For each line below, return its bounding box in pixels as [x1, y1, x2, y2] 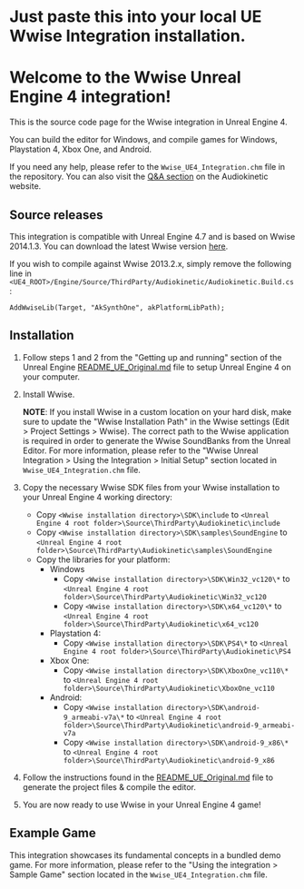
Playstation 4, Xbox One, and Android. [9, 143, 152, 155]
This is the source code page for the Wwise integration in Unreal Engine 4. [9, 116, 288, 128]
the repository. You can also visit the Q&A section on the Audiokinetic [9, 171, 269, 183]
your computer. [22, 370, 80, 382]
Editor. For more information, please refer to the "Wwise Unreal [22, 445, 259, 456]
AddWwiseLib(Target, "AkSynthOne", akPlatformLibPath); [9, 302, 225, 312]
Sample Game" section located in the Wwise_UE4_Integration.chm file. [9, 869, 268, 880]
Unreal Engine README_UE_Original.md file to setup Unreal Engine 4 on [22, 361, 292, 372]
